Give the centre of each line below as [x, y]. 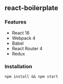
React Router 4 [27, 48]
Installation [19, 66]
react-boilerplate [31, 8]
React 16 [21, 33]
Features [16, 22]
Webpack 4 [24, 38]
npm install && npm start [31, 76]
